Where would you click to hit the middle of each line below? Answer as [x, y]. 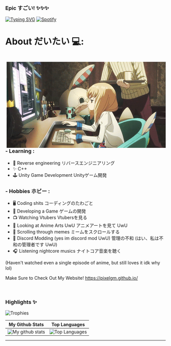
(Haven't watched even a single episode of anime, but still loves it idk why [83, 262]
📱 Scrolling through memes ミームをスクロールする [66, 232]
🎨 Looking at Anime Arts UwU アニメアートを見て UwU [70, 225]
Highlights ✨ [21, 302]
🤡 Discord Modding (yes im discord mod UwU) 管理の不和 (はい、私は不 [88, 238]
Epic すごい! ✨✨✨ [27, 8]
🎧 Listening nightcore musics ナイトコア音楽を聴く [67, 251]
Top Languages [68, 324]
